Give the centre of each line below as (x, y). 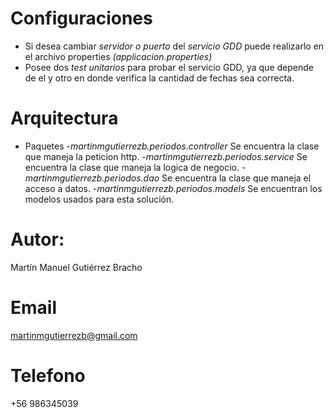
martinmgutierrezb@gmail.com (74, 335)
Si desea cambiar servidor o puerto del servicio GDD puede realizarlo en (174, 46)
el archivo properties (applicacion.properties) (118, 56)
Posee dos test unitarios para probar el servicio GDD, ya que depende (169, 67)
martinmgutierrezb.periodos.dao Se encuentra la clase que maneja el (168, 178)
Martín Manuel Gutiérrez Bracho (76, 267)
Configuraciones (81, 18)
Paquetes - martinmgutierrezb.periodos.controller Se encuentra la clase (172, 146)
